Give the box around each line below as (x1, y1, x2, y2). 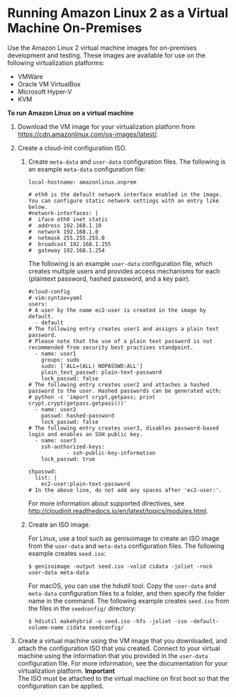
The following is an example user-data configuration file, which (28, 259, 213, 267)
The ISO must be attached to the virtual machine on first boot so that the (17, 674, 230, 682)
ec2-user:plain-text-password (41, 480, 130, 487)
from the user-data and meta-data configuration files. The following (28, 541, 225, 550)
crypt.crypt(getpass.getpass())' (28, 399, 128, 407)
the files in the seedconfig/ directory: (28, 604, 137, 613)
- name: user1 (34, 350, 77, 357)
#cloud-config (28, 288, 70, 295)
